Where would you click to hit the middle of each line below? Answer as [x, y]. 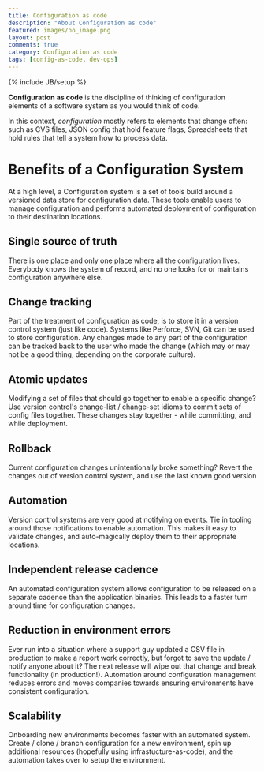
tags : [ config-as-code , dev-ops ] [63, 60]
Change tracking [50, 302]
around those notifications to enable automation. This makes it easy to [122, 528]
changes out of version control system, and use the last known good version [132, 476]
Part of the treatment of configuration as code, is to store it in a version [123, 321]
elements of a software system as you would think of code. [104, 105]
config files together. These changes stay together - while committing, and [130, 415]
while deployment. [38, 424]
